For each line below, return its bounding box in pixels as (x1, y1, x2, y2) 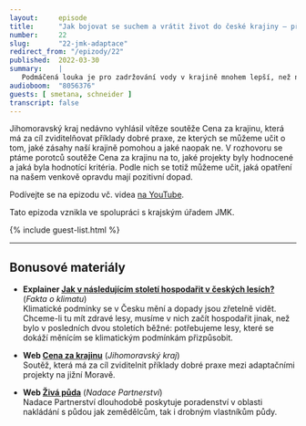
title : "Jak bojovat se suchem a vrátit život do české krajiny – (9, 22, 287, 31)
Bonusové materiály (9, 259, 126, 275)
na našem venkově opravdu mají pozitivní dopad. (9, 171, 193, 182)
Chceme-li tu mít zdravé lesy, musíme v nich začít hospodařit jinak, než (22, 313, 291, 324)
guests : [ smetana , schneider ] (9, 89, 132, 99)
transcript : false (9, 98, 79, 108)
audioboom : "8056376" (9, 81, 96, 90)
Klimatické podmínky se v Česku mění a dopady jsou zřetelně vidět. (22, 303, 277, 315)
